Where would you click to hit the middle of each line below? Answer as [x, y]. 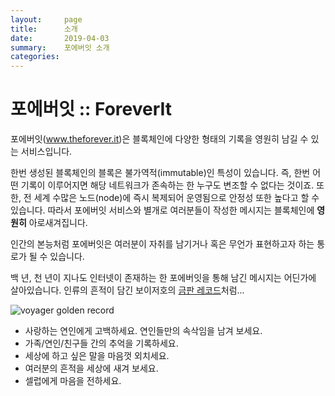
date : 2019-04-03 [60, 38]
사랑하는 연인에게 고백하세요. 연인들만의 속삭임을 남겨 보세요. [143, 331]
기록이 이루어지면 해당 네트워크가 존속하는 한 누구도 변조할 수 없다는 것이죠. [167, 185]
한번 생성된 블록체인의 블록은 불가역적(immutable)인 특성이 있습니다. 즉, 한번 [160, 173]
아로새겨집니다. [58, 223]
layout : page [46, 19]
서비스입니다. [46, 152]
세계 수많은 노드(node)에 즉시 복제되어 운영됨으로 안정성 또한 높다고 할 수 [176, 198]
